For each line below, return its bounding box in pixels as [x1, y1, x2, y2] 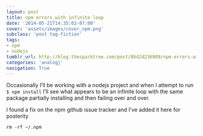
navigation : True [6, 65, 50, 71]
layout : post [6, 8, 39, 15]
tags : [6, 37, 20, 43]
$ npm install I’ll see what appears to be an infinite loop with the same [6, 88, 183, 96]
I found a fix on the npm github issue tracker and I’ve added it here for [6, 106, 181, 114]
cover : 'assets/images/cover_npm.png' [6, 25, 104, 32]
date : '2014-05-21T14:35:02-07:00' [6, 20, 96, 26]
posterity [6, 112, 29, 120]
